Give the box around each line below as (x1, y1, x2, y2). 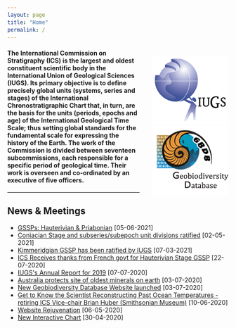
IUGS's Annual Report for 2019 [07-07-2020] (17, 268, 147, 277)
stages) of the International (7, 94, 89, 102)
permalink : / (7, 26, 46, 33)
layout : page (7, 11, 46, 18)
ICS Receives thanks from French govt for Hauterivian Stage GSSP (17, 253, 211, 262)
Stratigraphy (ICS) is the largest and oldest (7, 56, 135, 65)
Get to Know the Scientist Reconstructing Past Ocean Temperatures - (17, 291, 219, 299)
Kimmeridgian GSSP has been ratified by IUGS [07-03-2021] (17, 246, 192, 255)
